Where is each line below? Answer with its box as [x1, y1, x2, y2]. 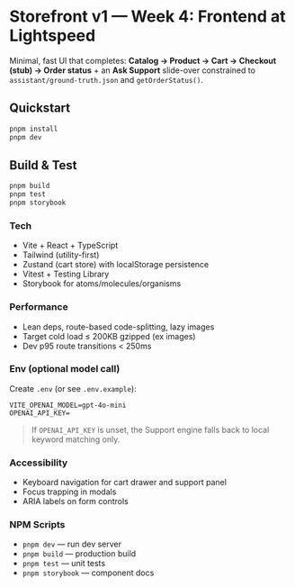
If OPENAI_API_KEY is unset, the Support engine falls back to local [31, 424, 270, 435]
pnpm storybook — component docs [22, 567, 155, 578]
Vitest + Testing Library [22, 268, 110, 280]
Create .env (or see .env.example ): [9, 383, 137, 393]
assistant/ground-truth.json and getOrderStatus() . [9, 74, 204, 85]
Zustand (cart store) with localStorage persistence [22, 259, 210, 270]
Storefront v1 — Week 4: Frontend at [9, 6, 286, 27]
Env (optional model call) [9, 363, 121, 375]
